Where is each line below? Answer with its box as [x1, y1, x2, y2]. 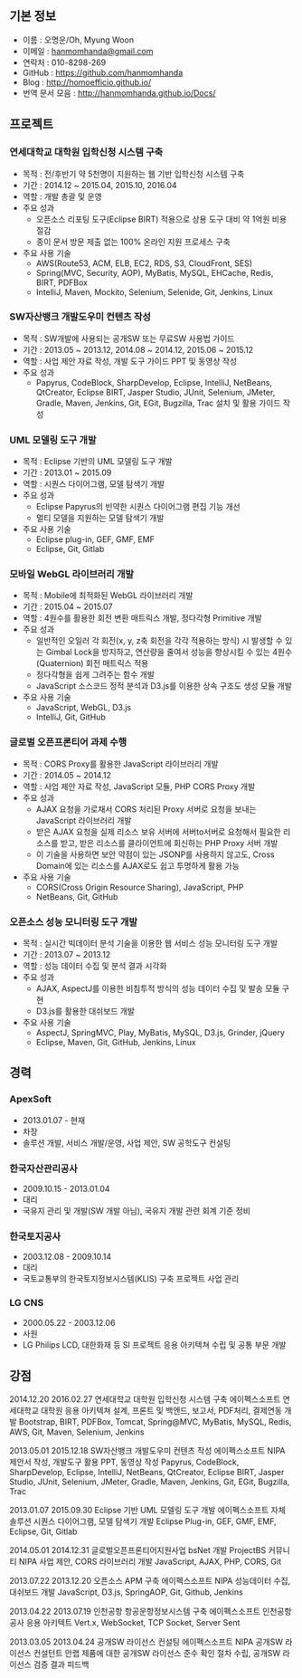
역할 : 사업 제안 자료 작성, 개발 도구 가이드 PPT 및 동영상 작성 [22, 356, 238, 367]
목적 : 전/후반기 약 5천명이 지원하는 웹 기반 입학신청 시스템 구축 [22, 168, 245, 179]
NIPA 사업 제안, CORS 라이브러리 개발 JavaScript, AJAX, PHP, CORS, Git [18, 1556, 282, 1568]
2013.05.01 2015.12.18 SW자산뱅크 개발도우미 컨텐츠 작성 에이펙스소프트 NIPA [9, 1445, 286, 1456]
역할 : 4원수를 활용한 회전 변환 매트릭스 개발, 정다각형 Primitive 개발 [22, 613, 262, 624]
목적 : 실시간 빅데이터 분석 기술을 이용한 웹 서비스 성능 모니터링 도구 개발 [22, 938, 278, 949]
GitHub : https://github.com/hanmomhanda [22, 67, 184, 78]
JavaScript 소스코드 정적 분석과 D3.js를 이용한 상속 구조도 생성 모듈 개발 [35, 681, 292, 691]
